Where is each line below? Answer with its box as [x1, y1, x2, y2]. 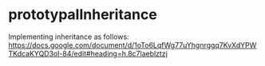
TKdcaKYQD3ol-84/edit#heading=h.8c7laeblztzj [8, 49, 168, 58]
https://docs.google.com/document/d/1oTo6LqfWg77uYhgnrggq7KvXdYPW [8, 40, 257, 49]
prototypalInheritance [8, 6, 157, 24]
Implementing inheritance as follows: [8, 32, 129, 41]
